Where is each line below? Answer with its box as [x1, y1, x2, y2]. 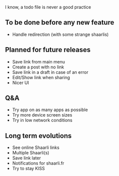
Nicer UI [12, 80, 30, 86]
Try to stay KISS [12, 166, 45, 172]
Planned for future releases [5, 46, 91, 54]
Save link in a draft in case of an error [12, 69, 89, 75]
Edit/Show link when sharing [12, 74, 70, 80]
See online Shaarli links [12, 145, 60, 150]
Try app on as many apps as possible [12, 107, 88, 113]
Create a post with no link [12, 64, 64, 70]
